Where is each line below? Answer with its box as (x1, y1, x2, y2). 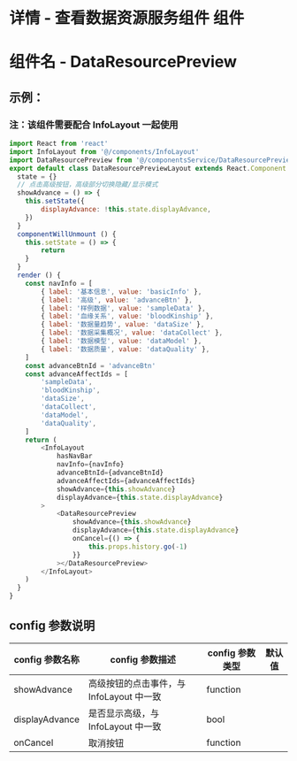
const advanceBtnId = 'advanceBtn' (25, 361, 156, 370)
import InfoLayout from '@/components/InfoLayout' (9, 147, 200, 156)
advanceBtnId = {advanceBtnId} (56, 468, 164, 478)
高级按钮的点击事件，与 (88, 677, 187, 689)
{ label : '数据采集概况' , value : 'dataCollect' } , (41, 328, 224, 337)
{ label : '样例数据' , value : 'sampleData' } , (41, 304, 206, 312)
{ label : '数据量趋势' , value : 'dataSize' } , (41, 320, 205, 329)
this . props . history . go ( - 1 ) (88, 542, 188, 551)
